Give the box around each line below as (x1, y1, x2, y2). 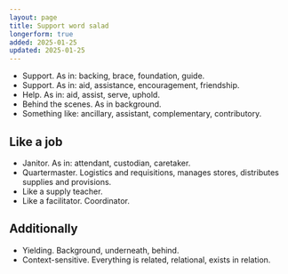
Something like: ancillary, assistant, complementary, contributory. (21, 109, 262, 119)
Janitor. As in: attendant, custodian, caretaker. (21, 157, 191, 168)
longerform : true (9, 29, 74, 38)
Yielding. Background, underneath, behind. (21, 245, 180, 255)
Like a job (9, 134, 63, 149)
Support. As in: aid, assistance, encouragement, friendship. (21, 80, 240, 91)
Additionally (9, 222, 78, 237)
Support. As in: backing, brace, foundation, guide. (21, 70, 205, 81)
